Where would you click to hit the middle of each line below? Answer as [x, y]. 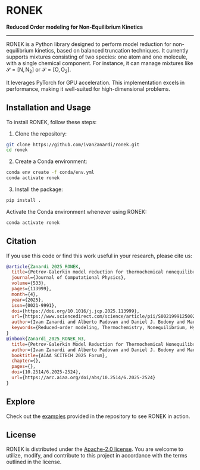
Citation [21, 242]
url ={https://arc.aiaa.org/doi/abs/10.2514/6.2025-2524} [84, 378]
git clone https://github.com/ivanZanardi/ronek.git [73, 145]
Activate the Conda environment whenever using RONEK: [76, 211]
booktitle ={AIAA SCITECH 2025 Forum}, [60, 355]
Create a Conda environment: [51, 161]
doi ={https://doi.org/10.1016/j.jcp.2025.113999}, [76, 311]
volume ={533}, [29, 283]
